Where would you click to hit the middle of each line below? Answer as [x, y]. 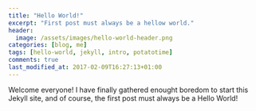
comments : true [33, 60]
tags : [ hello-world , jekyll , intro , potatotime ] [91, 52]
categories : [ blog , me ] [48, 45]
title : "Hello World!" [46, 15]
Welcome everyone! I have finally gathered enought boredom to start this [128, 90]
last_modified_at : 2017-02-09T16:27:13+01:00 [85, 67]
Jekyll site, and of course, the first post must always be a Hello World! [123, 98]
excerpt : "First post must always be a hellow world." [101, 23]
